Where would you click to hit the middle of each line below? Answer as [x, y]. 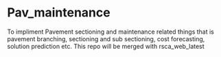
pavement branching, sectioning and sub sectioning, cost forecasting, [106, 38]
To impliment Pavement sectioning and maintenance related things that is [110, 32]
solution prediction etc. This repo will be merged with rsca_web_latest [106, 46]
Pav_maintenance [59, 13]
